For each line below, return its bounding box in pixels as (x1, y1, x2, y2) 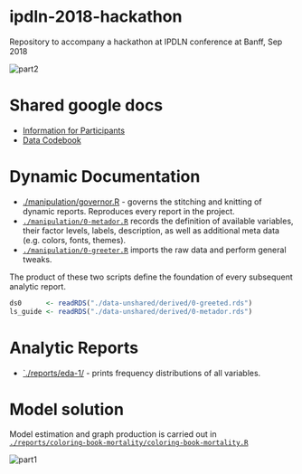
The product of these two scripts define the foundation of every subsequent (9, 271, 294, 282)
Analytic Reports (9, 337, 138, 358)
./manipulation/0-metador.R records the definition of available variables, (22, 215, 294, 226)
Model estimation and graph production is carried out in (9, 429, 217, 440)
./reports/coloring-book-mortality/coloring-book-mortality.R (9, 439, 249, 448)
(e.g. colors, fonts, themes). (22, 234, 127, 245)
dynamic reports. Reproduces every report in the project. (22, 205, 235, 216)
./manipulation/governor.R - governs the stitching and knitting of (22, 196, 262, 207)
